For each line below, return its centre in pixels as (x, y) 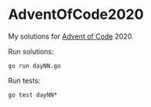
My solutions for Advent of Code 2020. (71, 36)
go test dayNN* (33, 95)
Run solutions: (31, 51)
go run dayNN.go (34, 66)
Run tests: (24, 80)
